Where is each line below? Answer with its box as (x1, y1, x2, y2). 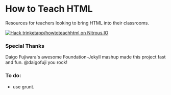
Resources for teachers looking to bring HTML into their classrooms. (5, 20, 150, 26)
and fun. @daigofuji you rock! (5, 59, 68, 66)
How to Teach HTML (5, 3, 93, 15)
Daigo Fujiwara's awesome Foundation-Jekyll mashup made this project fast (5, 54, 166, 60)
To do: (5, 72, 21, 79)
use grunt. (12, 83, 35, 89)
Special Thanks (5, 42, 45, 49)
